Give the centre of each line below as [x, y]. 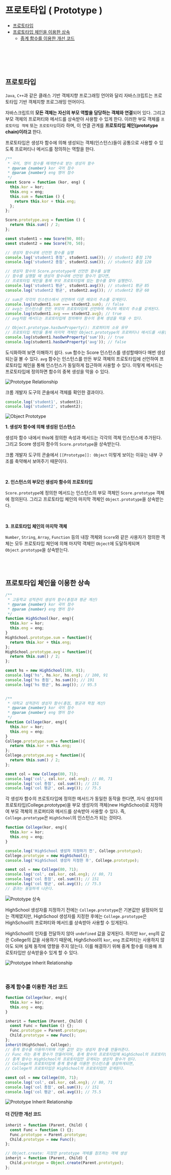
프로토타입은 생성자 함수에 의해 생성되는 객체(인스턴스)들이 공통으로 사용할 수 [82, 142]
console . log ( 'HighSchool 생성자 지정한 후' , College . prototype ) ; [72, 860]
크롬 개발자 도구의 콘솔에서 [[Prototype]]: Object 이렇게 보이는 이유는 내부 [81, 455]
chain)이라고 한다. [24, 132]
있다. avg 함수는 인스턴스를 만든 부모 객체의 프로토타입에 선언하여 [94, 359]
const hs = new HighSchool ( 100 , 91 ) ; [45, 671]
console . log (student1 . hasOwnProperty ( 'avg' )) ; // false [66, 342]
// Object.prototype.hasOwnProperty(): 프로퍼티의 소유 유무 [67, 328]
